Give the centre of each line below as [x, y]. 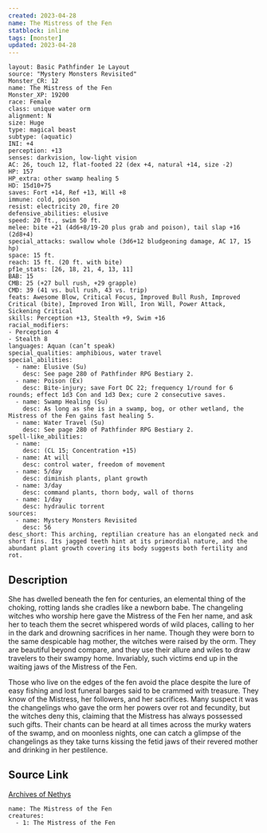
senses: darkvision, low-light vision [73, 158]
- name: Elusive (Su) [51, 367]
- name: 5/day [39, 472]
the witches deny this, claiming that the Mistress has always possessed [126, 716]
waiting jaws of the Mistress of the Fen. [73, 666]
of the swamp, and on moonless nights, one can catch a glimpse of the [125, 733]
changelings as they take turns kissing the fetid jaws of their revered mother [133, 741]
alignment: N [30, 116]
